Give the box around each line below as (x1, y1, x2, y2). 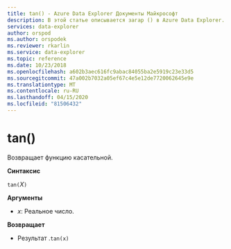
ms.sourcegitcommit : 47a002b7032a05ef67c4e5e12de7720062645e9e (7, 74, 194, 82)
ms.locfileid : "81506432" (7, 101, 82, 108)
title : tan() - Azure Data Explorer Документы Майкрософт (7, 10, 178, 17)
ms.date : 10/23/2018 (7, 62, 67, 69)
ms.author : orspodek (7, 36, 67, 43)
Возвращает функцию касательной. (7, 153, 113, 162)
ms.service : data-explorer (7, 49, 85, 56)
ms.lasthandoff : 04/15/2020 (7, 94, 89, 101)
